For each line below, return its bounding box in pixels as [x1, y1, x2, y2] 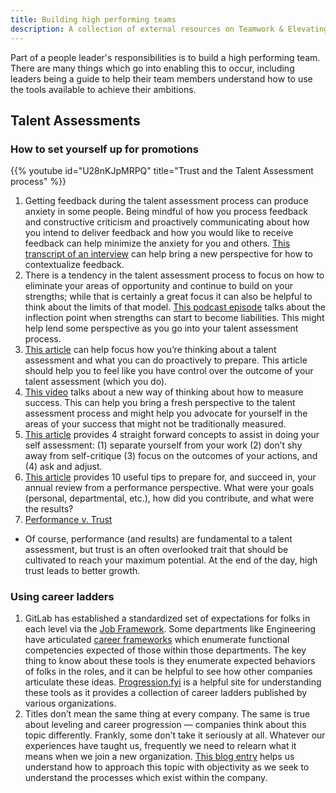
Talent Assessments [10, 112, 141, 129]
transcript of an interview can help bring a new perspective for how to [24, 248, 313, 260]
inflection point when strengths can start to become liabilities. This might [24, 312, 325, 324]
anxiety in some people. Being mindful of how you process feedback [24, 206, 308, 218]
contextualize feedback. [24, 259, 125, 271]
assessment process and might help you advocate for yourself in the [24, 407, 308, 420]
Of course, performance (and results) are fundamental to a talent [24, 533, 293, 545]
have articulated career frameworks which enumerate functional [24, 634, 290, 646]
